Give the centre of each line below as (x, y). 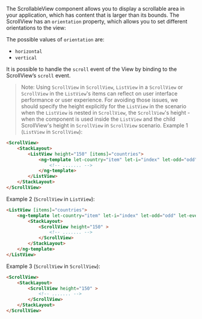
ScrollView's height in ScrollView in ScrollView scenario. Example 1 (104, 125)
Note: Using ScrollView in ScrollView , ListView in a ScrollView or (102, 87)
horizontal (29, 52)
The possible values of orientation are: (55, 39)
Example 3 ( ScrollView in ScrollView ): (53, 266)
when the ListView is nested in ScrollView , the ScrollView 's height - (106, 113)
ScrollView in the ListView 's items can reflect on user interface (99, 93)
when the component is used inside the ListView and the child (98, 119)
